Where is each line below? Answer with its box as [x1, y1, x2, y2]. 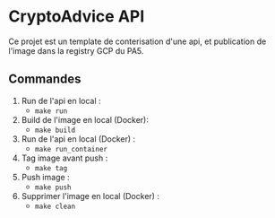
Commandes [8, 72, 82, 87]
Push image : [21, 171, 70, 182]
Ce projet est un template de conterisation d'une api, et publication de [8, 36, 267, 47]
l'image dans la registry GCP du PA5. [8, 45, 144, 56]
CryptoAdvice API [8, 6, 145, 27]
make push [34, 182, 73, 192]
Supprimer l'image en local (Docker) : [21, 190, 160, 201]
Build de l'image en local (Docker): [21, 114, 150, 125]
